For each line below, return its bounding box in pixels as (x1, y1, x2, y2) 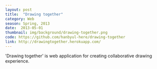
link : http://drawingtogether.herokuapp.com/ (5, 39, 101, 44)
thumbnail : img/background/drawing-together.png (5, 30, 108, 35)
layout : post (5, 7, 32, 12)
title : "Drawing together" (5, 12, 64, 17)
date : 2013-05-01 (5, 26, 43, 31)
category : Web (5, 16, 35, 21)
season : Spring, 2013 (5, 21, 50, 26)
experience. (5, 58, 30, 64)
